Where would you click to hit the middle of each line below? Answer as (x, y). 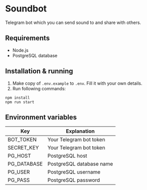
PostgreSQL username (74, 172)
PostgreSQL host (67, 156)
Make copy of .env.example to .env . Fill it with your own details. (77, 83)
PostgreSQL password (74, 180)
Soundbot (26, 9)
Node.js (20, 50)
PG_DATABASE (25, 164)
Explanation (80, 131)
